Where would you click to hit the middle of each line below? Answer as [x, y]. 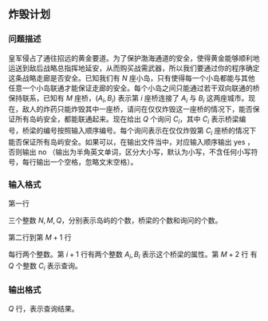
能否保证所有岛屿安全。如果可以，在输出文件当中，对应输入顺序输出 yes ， [132, 142]
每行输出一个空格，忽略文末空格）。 [80, 162]
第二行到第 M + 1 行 [40, 237]
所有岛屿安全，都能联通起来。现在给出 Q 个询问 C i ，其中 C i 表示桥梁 [127, 120]
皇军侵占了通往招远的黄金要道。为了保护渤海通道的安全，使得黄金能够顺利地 [134, 57]
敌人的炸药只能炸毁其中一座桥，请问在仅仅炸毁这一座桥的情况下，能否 [137, 109]
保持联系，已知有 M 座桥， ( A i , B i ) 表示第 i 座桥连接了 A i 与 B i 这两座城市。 [128, 99]
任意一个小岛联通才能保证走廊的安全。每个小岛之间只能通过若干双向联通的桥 [134, 88]
